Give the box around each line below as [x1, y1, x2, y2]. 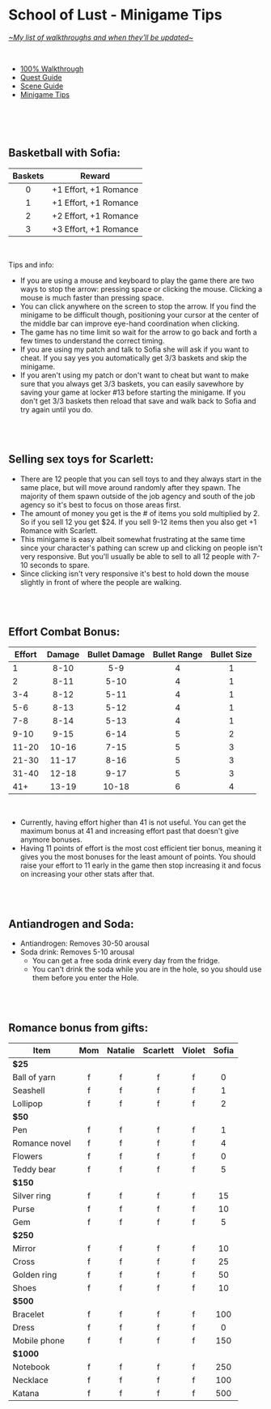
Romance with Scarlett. [19, 525, 99, 536]
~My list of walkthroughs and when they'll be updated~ [8, 32, 194, 42]
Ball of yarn [12, 1072, 56, 1082]
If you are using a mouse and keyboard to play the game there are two [19, 275, 255, 285]
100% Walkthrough [19, 63, 84, 74]
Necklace [12, 1375, 49, 1386]
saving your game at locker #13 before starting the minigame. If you [19, 387, 246, 397]
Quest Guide [19, 72, 62, 82]
